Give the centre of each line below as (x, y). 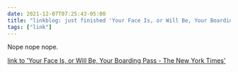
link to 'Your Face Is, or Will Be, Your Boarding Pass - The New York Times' (117, 61)
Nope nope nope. (33, 47)
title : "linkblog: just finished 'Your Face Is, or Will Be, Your (107, 20)
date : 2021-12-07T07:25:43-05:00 (57, 14)
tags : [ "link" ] (30, 27)
